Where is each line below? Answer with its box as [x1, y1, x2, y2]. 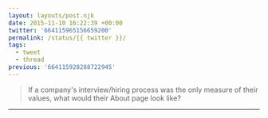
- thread [15, 56, 45, 64]
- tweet [15, 48, 41, 56]
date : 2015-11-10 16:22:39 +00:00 [8, 19, 124, 27]
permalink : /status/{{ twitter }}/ [8, 33, 127, 42]
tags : [8, 41, 26, 49]
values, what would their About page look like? [27, 93, 182, 103]
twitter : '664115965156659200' [8, 26, 112, 34]
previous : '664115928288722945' [8, 63, 116, 71]
